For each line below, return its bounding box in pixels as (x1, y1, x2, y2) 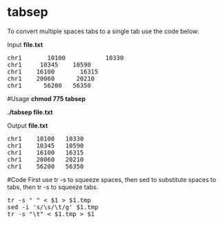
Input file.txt (7, 40, 43, 48)
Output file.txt (7, 121, 48, 129)
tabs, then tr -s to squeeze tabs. (7, 183, 99, 191)
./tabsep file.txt (7, 108, 53, 116)
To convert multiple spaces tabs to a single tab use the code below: (7, 27, 200, 35)
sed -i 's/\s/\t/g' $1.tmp (7, 203, 99, 211)
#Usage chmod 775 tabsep (7, 94, 86, 102)
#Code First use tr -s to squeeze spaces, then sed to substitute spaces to (7, 175, 216, 183)
